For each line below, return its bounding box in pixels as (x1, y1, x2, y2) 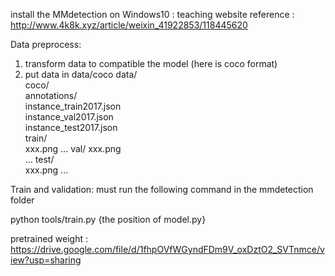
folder (10, 194, 35, 206)
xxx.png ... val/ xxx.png (24, 143, 122, 154)
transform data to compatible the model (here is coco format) (24, 58, 278, 69)
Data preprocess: (10, 39, 82, 50)
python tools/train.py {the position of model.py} (10, 214, 207, 225)
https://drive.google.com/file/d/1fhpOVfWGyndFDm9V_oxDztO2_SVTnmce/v (10, 244, 325, 255)
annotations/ (24, 90, 78, 101)
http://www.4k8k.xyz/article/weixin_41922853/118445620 (10, 19, 248, 31)
